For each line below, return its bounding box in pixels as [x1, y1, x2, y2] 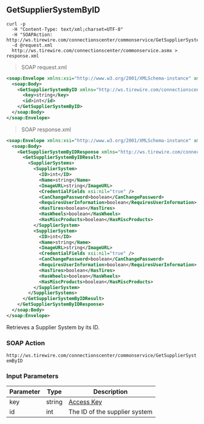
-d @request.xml [12, 42, 53, 48]
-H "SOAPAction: [12, 32, 53, 38]
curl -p [6, 21, 26, 27]
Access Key [68, 398, 102, 406]
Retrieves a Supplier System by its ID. [6, 323, 100, 330]
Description [93, 388, 128, 396]
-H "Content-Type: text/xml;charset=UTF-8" [12, 26, 123, 32]
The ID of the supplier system [68, 408, 153, 416]
